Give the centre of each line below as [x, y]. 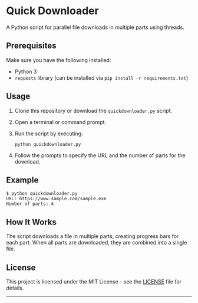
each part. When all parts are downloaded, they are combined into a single [97, 243]
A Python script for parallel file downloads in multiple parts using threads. [95, 27]
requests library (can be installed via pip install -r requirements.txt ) [101, 77]
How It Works [32, 222]
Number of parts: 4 [30, 204]
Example [22, 180]
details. [15, 288]
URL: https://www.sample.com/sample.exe [57, 199]
